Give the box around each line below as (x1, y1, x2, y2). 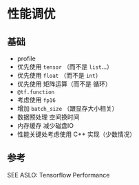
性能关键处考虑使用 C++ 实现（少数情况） (17, 130, 136, 138)
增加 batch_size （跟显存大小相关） (17, 105, 118, 112)
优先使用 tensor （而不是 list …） (17, 63, 114, 71)
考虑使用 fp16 (17, 96, 56, 104)
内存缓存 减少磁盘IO (17, 122, 74, 129)
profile (17, 54, 36, 63)
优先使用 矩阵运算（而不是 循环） (17, 80, 111, 88)
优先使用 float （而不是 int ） (17, 72, 102, 79)
